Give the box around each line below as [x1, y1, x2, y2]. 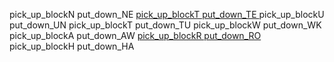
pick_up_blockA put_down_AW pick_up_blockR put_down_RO [9, 30, 262, 41]
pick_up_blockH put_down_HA [9, 40, 135, 52]
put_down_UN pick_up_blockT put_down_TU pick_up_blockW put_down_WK [9, 19, 322, 31]
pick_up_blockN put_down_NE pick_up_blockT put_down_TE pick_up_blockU [9, 9, 325, 20]
